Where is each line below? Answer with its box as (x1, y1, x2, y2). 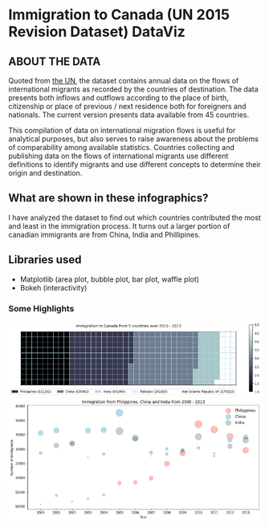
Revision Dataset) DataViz (8, 22, 186, 41)
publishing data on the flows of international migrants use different (8, 151, 229, 160)
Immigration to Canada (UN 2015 (8, 6, 230, 24)
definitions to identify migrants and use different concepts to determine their (8, 160, 261, 169)
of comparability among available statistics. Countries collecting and (8, 143, 235, 152)
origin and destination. (8, 169, 83, 177)
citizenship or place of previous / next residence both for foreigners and (8, 102, 247, 111)
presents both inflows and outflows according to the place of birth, (8, 93, 229, 102)
